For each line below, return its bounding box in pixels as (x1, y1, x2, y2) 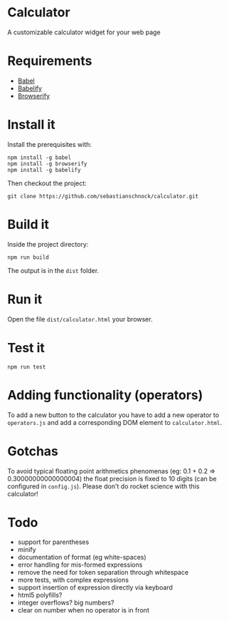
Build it (7, 217, 50, 232)
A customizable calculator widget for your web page (7, 28, 161, 36)
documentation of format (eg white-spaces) (17, 553, 147, 562)
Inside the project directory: (7, 240, 89, 248)
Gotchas (7, 443, 59, 459)
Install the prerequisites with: (7, 140, 92, 148)
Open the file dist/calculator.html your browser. (7, 314, 153, 323)
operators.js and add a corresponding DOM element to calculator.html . (7, 418, 223, 426)
